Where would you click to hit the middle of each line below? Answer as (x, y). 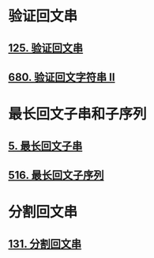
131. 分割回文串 (45, 243)
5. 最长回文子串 (45, 146)
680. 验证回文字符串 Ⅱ (62, 77)
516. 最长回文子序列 (56, 175)
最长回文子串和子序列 (78, 114)
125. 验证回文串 (46, 48)
